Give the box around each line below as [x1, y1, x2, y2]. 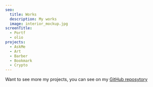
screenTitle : [5, 26, 32, 31]
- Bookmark [9, 58, 32, 63]
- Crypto [9, 63, 28, 68]
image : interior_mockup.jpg [9, 21, 68, 26]
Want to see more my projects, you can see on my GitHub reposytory [5, 77, 148, 83]
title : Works [9, 12, 37, 17]
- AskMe [9, 44, 26, 49]
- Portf [9, 30, 26, 35]
